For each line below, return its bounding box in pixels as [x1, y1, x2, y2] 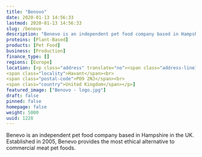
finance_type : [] [6, 54, 50, 60]
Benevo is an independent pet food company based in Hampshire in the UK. [6, 132, 194, 139]
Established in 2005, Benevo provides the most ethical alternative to [6, 138, 175, 145]
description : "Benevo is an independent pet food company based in [6, 31, 179, 37]
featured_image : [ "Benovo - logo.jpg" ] [6, 87, 106, 93]
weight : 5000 [6, 109, 39, 115]
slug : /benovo [6, 25, 42, 32]
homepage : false [6, 103, 47, 110]
